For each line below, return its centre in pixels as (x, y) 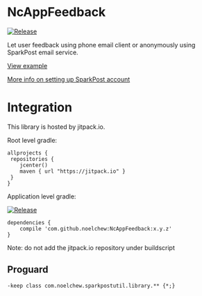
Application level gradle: (42, 196)
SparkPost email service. (43, 52)
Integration (40, 108)
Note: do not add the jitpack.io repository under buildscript (91, 247)
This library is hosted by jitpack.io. (56, 127)
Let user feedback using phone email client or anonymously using (101, 45)
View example (27, 65)
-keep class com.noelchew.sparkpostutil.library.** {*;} (91, 286)
